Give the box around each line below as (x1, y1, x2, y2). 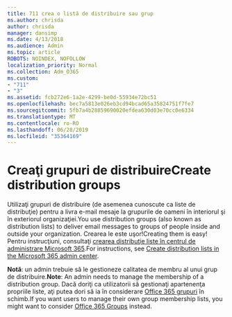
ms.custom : (7, 74, 39, 82)
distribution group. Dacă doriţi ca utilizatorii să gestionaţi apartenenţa (7, 280, 206, 289)
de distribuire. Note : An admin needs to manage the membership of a (7, 273, 204, 281)
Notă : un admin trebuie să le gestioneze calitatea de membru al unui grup (7, 265, 217, 274)
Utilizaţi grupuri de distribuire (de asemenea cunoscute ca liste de (7, 200, 196, 209)
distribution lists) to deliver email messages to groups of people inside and (7, 223, 221, 231)
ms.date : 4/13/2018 (7, 36, 64, 43)
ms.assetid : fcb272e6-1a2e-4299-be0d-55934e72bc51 (7, 94, 157, 101)
